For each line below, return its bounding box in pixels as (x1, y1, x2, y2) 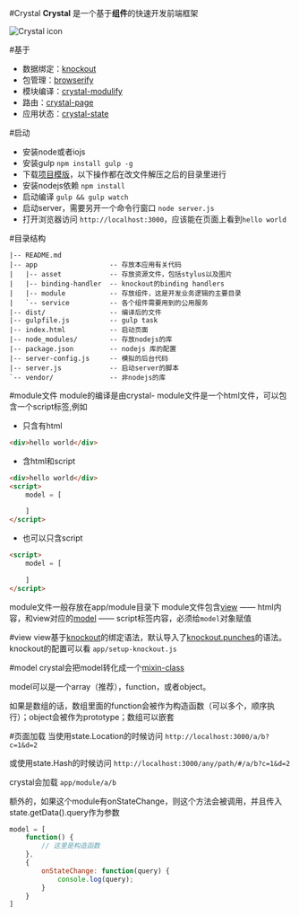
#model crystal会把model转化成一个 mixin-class (9, 662, 185, 673)
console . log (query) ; (56, 875, 134, 884)
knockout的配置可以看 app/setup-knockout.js (9, 643, 177, 654)
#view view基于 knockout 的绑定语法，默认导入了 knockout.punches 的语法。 (9, 631, 286, 642)
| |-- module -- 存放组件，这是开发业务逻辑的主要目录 (9, 289, 242, 298)
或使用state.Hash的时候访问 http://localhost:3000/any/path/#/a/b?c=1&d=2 (9, 757, 291, 768)
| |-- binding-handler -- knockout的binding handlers (9, 279, 226, 288)
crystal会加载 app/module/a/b (9, 776, 116, 788)
